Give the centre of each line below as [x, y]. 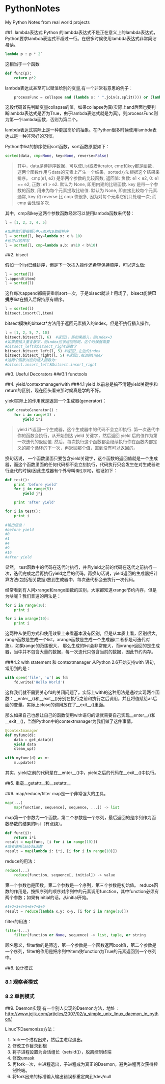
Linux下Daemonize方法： [31, 1029]
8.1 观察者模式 [22, 982]
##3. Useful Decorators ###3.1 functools [46, 374]
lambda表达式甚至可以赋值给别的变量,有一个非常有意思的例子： [69, 88]
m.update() [25, 763]
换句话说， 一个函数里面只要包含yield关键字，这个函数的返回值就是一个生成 [82, 458]
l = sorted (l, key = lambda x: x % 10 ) [44, 236]
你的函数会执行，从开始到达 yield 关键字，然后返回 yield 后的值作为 [85, 435]
